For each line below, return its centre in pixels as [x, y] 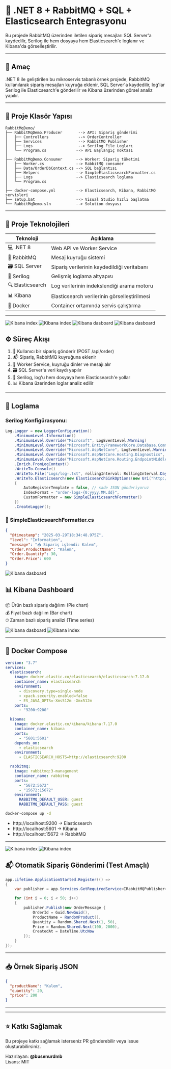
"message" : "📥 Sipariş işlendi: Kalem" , [54, 545]
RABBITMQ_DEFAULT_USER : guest [51, 799]
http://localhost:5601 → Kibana [45, 829]
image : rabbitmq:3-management [47, 771]
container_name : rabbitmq [42, 776]
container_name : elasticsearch [48, 682]
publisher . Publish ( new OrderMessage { [65, 908]
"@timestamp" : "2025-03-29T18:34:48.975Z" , [56, 535]
